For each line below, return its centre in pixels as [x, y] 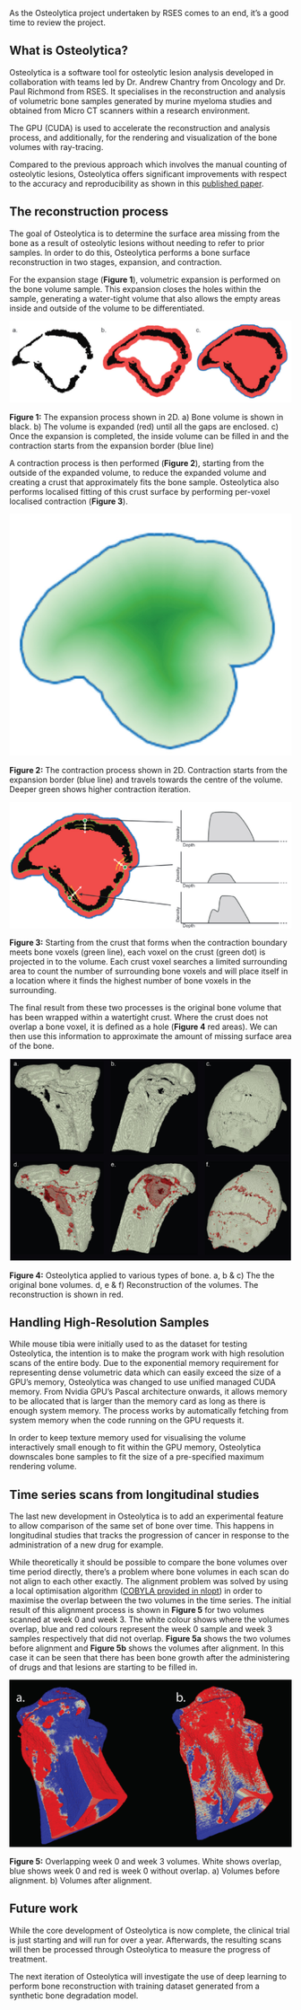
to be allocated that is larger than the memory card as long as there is [138, 1401]
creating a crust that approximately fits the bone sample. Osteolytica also [144, 482]
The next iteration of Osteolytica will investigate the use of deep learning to [148, 1976]
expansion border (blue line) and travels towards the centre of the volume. [146, 780]
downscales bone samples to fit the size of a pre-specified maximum [137, 1457]
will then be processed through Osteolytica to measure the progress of [140, 1949]
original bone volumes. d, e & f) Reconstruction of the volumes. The [134, 1284]
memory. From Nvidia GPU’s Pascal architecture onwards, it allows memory [149, 1392]
